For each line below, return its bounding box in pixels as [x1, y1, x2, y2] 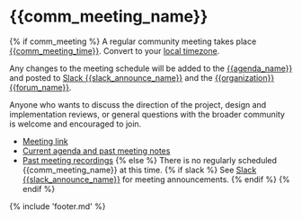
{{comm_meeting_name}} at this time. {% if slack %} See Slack [22, 164, 257, 175]
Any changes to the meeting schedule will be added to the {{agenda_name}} [9, 63, 293, 74]
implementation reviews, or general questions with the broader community [9, 109, 286, 119]
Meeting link [22, 136, 69, 146]
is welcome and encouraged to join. [9, 118, 142, 129]
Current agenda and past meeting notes [22, 145, 171, 156]
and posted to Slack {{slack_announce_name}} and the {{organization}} [9, 72, 275, 83]
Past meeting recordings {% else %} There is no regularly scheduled [22, 154, 277, 165]
